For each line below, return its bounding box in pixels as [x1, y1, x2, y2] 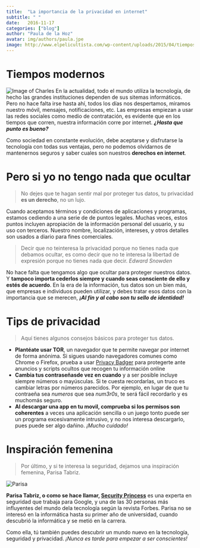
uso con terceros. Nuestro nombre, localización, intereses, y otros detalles [6, 227, 189, 234]
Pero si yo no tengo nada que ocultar [6, 170, 191, 183]
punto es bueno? [6, 125, 49, 132]
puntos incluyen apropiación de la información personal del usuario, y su [6, 220, 185, 227]
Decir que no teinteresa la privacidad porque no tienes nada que [20, 245, 179, 252]
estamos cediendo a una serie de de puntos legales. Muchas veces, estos [6, 214, 188, 221]
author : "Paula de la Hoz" [6, 31, 73, 37]
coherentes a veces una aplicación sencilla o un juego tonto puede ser [14, 409, 189, 417]
